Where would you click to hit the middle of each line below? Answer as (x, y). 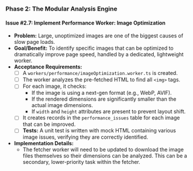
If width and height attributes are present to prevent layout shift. (108, 112)
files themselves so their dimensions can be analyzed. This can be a (105, 156)
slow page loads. (35, 42)
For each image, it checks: (54, 86)
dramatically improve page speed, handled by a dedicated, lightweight (99, 54)
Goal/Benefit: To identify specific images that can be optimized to (94, 48)
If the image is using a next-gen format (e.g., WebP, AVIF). (101, 93)
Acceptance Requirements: (48, 67)
